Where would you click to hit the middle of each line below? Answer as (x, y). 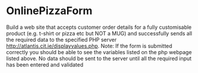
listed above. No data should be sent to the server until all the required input (99, 58)
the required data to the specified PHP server (61, 39)
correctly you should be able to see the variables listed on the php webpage (99, 52)
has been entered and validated (45, 64)
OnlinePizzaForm (49, 11)
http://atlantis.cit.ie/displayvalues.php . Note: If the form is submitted (89, 46)
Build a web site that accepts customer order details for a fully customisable (99, 27)
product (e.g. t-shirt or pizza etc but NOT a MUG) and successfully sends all (99, 33)
